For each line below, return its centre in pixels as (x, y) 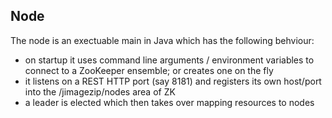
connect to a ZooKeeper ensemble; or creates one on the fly (149, 70)
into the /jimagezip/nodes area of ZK (100, 91)
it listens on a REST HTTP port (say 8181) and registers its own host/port (173, 81)
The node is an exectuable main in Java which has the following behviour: (162, 40)
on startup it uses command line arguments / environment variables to (169, 60)
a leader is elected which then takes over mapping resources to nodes (169, 102)
